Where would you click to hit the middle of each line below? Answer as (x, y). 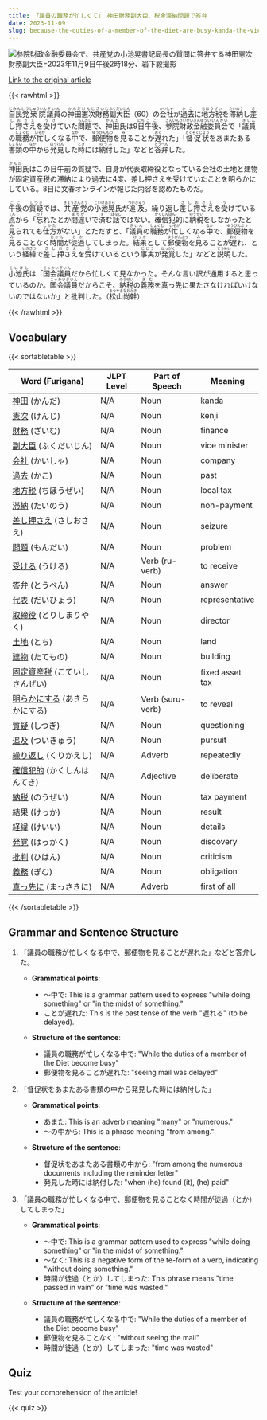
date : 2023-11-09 (37, 23)
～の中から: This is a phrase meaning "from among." (129, 1131)
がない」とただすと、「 (93, 231)
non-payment (226, 505)
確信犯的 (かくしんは (51, 771)
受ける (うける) (41, 566)
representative (227, 600)
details (213, 827)
